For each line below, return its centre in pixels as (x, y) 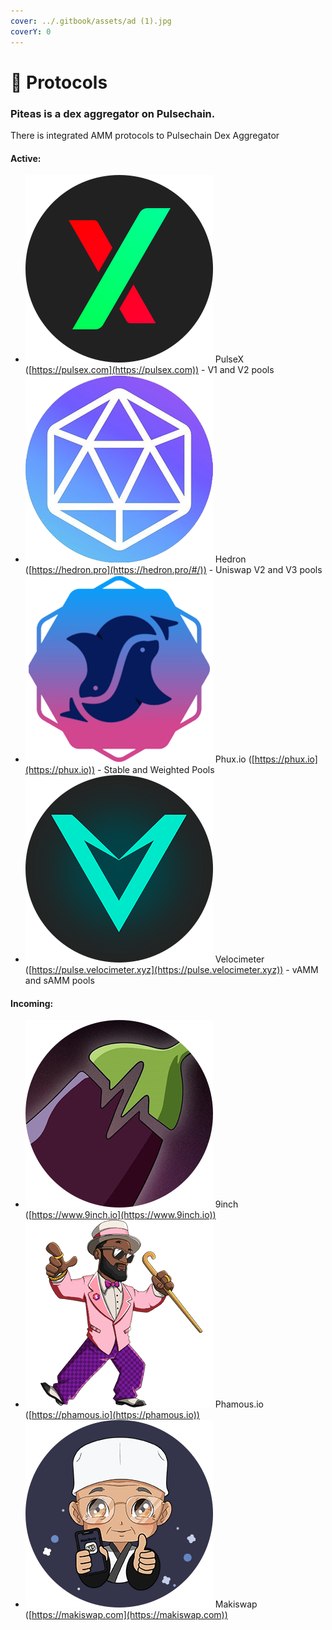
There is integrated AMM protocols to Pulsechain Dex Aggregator (145, 135)
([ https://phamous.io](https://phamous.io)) (112, 1415)
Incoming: (32, 1003)
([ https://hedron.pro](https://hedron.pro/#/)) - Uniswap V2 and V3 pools (173, 570)
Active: (26, 158)
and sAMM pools (59, 981)
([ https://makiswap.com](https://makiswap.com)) (126, 1615)
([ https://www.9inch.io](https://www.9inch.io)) (120, 1215)
